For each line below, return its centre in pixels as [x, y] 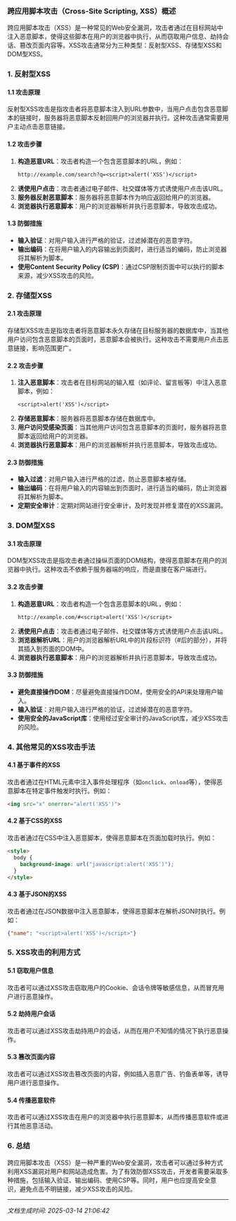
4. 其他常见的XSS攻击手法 [51, 747]
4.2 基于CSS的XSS [35, 821]
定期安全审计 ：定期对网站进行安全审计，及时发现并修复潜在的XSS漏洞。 [122, 506]
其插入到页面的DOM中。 [53, 648]
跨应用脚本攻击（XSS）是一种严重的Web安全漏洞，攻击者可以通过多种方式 [115, 1163]
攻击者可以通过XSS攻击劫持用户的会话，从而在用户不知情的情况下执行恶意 [115, 1030]
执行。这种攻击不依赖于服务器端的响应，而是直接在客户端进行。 [118, 569]
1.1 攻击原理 [24, 92]
